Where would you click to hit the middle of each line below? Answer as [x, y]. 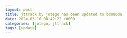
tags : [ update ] [21, 28]
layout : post [19, 10]
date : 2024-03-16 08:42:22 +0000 [40, 19]
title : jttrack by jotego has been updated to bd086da [64, 14]
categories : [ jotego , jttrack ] [38, 23]
